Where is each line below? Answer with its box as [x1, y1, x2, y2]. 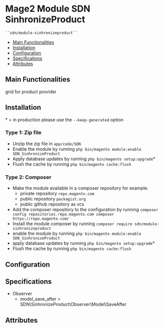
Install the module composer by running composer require [12, 221, 132, 227]
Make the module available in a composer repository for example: [12, 185, 148, 191]
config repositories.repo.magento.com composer [12, 212, 114, 217]
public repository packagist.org [20, 196, 86, 202]
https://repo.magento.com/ [12, 216, 69, 222]
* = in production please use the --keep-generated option [5, 116, 124, 122]
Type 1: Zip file [5, 129, 42, 136]
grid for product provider [5, 89, 57, 95]
